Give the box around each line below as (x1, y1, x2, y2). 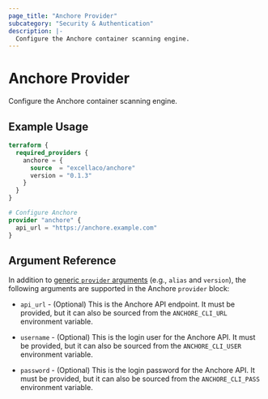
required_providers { (15, 148, 89, 157)
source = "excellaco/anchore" (29, 164, 136, 172)
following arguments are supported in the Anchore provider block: (8, 284, 230, 294)
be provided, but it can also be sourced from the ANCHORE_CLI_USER (19, 341, 241, 351)
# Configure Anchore (8, 208, 79, 217)
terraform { (8, 141, 49, 149)
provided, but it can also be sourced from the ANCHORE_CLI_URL (19, 308, 228, 318)
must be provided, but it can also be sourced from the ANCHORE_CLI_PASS (19, 374, 261, 384)
